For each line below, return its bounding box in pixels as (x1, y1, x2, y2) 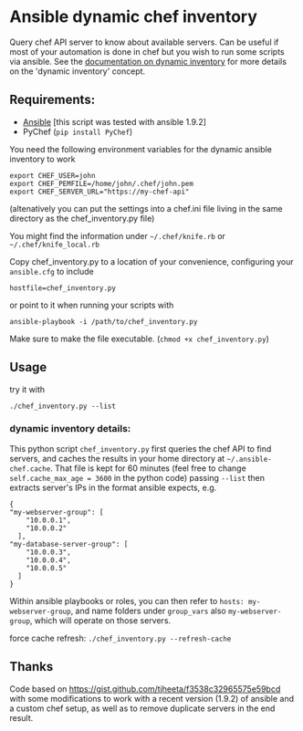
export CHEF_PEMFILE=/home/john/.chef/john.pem (9, 179, 194, 188)
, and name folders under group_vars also (70, 605, 226, 616)
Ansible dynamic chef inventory (9, 6, 258, 27)
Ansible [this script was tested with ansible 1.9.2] (22, 116, 207, 127)
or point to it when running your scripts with (9, 299, 174, 310)
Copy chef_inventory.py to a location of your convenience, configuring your (9, 256, 294, 266)
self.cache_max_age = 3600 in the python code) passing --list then (9, 472, 266, 483)
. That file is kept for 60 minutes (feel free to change (49, 463, 246, 474)
